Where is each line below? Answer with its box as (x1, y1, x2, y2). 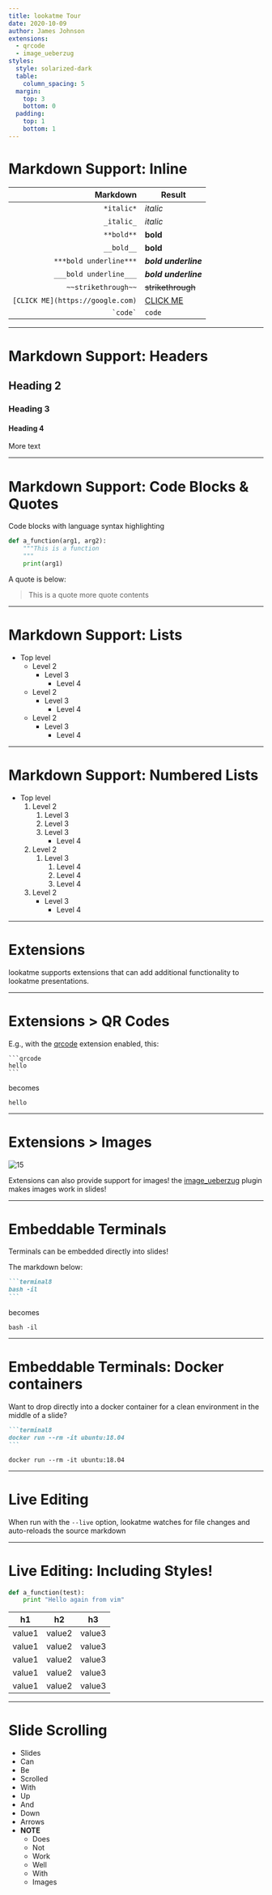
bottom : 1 (23, 125, 57, 133)
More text (8, 441, 40, 451)
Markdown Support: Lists (8, 626, 183, 645)
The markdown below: (8, 1263, 83, 1272)
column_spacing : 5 (23, 79, 85, 87)
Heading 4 (8, 423, 45, 433)
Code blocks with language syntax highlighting (8, 522, 164, 531)
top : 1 (23, 117, 45, 126)
